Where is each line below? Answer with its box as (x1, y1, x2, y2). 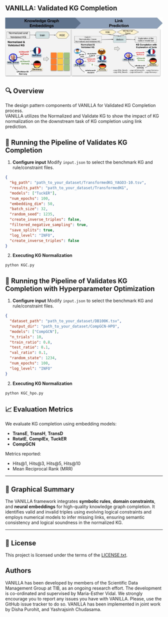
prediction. (5, 123, 27, 129)
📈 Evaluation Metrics (5, 405, 73, 413)
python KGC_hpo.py (5, 390, 43, 395)
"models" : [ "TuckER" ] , (9, 190, 57, 195)
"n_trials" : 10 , (9, 334, 43, 339)
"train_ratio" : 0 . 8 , (9, 339, 52, 344)
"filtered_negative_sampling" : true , (9, 222, 88, 227)
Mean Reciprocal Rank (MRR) (12, 466, 73, 472)
